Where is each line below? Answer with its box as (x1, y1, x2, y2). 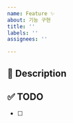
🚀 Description (7, 67, 67, 79)
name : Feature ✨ (7, 10, 55, 17)
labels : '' (7, 29, 39, 37)
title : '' (7, 23, 36, 30)
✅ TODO (7, 91, 43, 102)
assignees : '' (7, 36, 48, 43)
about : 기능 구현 (7, 17, 52, 23)
